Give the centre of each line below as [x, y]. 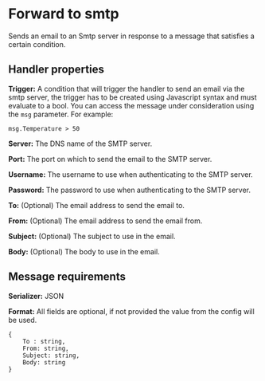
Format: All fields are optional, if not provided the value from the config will [131, 311]
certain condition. [37, 44]
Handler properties [57, 70]
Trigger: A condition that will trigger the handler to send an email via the [127, 88]
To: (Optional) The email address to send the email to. [97, 205]
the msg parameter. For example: [61, 114]
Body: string [44, 362]
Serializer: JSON [36, 296]
